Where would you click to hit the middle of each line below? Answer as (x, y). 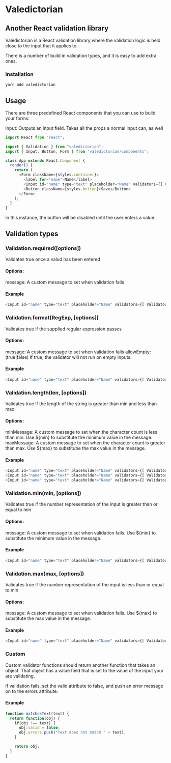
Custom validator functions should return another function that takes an (80, 665)
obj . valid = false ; (39, 728)
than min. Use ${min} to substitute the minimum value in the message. (79, 437)
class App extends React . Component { (45, 161)
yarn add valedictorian (31, 85)
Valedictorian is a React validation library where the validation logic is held (83, 40)
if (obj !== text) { (35, 723)
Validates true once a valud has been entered (53, 259)
